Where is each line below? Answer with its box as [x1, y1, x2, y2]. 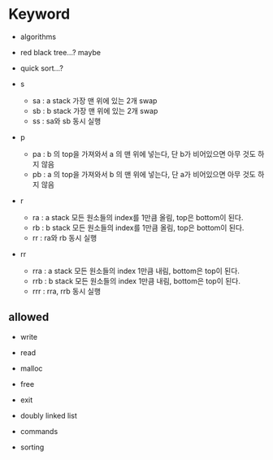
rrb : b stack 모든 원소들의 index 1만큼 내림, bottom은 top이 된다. [32, 276, 241, 285]
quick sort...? [19, 63, 63, 73]
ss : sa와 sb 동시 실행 [32, 115, 102, 126]
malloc [19, 363, 43, 373]
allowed [8, 310, 50, 324]
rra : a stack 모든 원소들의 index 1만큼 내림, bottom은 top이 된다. [32, 266, 240, 276]
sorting [19, 442, 45, 452]
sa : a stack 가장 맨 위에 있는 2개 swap [32, 95, 158, 106]
